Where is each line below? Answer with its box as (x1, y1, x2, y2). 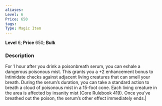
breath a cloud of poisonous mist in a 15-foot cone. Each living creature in (5, 84, 157, 90)
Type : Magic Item (5, 26, 41, 31)
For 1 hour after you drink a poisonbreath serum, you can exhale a (5, 63, 141, 69)
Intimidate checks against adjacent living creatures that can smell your (5, 74, 150, 80)
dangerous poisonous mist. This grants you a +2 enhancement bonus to (5, 68, 153, 75)
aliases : (5, 7, 23, 12)
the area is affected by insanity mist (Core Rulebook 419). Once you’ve (5, 90, 151, 96)
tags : (5, 21, 16, 26)
